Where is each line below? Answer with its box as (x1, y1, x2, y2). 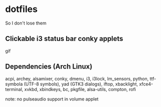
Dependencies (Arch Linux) (5, 62, 92, 71)
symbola (5, 81, 23, 87)
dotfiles (5, 3, 38, 15)
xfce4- (139, 81, 153, 87)
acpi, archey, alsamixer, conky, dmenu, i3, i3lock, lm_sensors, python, (5, 75, 149, 81)
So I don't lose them (5, 20, 46, 26)
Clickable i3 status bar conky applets (5, 34, 123, 43)
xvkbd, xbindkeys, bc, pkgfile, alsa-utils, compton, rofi (24, 86, 136, 92)
